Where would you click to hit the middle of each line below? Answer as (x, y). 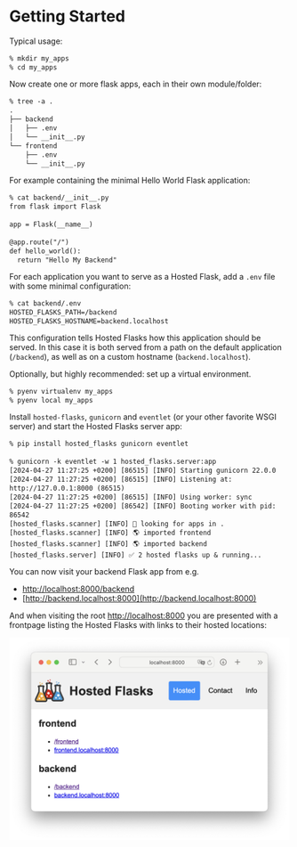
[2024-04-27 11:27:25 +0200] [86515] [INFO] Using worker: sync (131, 497)
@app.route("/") (39, 242)
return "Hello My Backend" (67, 260)
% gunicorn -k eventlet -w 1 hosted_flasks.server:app (113, 461)
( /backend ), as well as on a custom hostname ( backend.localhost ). (130, 356)
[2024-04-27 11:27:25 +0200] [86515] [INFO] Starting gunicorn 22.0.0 (143, 470)
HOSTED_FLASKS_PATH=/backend (63, 312)
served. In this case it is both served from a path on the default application (145, 347)
